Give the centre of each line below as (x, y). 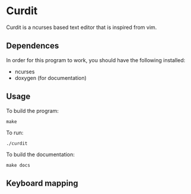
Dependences (33, 46)
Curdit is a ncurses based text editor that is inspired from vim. (82, 27)
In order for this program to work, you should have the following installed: (96, 60)
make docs (18, 165)
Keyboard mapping (42, 183)
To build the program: (33, 111)
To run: (15, 132)
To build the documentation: (41, 154)
